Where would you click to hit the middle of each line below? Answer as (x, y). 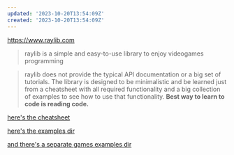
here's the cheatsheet (39, 117)
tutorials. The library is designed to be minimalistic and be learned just (125, 81)
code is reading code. (57, 104)
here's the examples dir (41, 131)
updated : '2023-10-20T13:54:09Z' (56, 14)
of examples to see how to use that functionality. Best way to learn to (124, 96)
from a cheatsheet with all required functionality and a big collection (122, 89)
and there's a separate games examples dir (70, 144)
